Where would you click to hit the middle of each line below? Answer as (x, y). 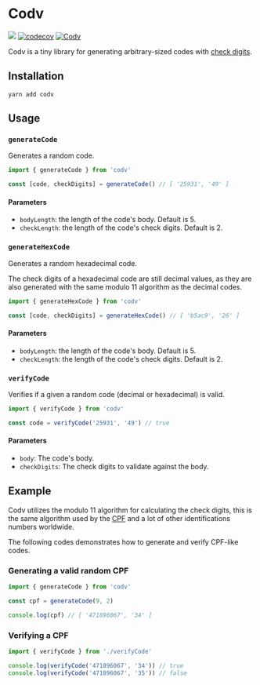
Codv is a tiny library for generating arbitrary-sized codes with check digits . (130, 51)
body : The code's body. (57, 458)
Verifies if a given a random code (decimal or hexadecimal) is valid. (116, 394)
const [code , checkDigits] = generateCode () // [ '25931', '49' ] (119, 184)
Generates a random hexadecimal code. (72, 263)
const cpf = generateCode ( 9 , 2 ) (61, 601)
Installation (36, 77)
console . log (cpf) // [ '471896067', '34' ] (80, 615)
